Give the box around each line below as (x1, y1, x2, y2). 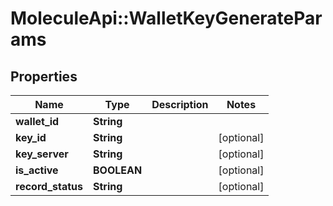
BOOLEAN (92, 163, 143, 177)
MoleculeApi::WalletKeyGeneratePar (10, 7, 323, 30)
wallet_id (15, 115, 60, 128)
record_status (15, 180, 83, 193)
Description (151, 98, 209, 111)
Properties (10, 68, 78, 85)
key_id (15, 131, 47, 144)
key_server (15, 147, 69, 161)
